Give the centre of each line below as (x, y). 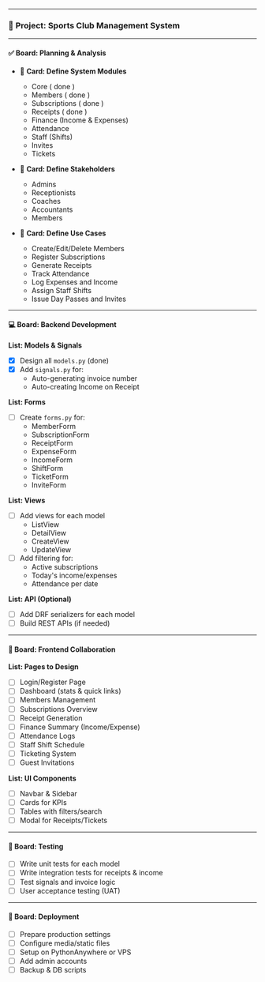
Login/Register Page (53, 682)
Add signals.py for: (52, 369)
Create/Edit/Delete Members (78, 248)
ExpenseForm (54, 451)
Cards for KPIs (43, 803)
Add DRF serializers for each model (77, 615)
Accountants (52, 209)
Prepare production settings (65, 934)
